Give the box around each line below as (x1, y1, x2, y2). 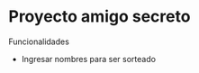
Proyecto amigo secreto (8, 6, 191, 27)
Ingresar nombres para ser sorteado (21, 53, 157, 64)
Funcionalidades (8, 36, 69, 47)
